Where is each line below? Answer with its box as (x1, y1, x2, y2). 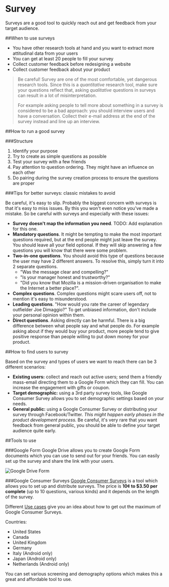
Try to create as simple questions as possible (12, 153, 107, 159)
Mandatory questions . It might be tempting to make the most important (12, 231, 162, 237)
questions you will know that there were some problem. (12, 247, 128, 253)
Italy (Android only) (12, 550, 53, 556)
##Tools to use (5, 437, 36, 444)
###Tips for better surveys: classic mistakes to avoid (5, 190, 116, 196)
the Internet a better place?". (20, 285, 80, 291)
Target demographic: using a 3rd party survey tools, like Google (12, 390, 147, 396)
